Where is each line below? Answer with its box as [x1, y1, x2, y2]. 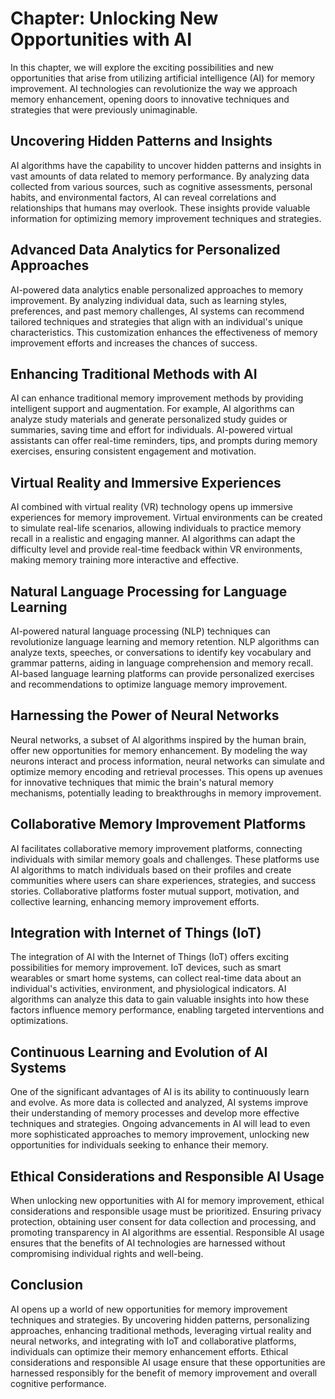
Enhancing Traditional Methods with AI [10, 365, 258, 382]
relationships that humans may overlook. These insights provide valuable [10, 202, 311, 214]
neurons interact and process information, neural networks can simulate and [10, 755, 325, 767]
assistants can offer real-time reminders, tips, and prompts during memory [10, 435, 318, 447]
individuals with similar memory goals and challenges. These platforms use [10, 853, 320, 865]
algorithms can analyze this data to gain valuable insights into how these [10, 993, 310, 1006]
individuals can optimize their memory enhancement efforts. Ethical [10, 1345, 289, 1357]
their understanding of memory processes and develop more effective [10, 1107, 300, 1119]
